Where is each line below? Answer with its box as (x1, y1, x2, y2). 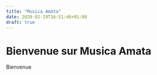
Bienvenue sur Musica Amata (6, 44, 152, 58)
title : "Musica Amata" (6, 8, 61, 15)
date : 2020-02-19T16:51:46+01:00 (6, 14, 88, 20)
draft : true (6, 19, 35, 25)
